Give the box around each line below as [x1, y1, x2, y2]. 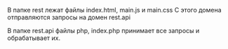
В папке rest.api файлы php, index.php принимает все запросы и [7, 27, 200, 35]
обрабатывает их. [7, 34, 61, 42]
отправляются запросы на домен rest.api [7, 13, 131, 21]
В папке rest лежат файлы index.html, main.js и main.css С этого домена [7, 6, 222, 14]
